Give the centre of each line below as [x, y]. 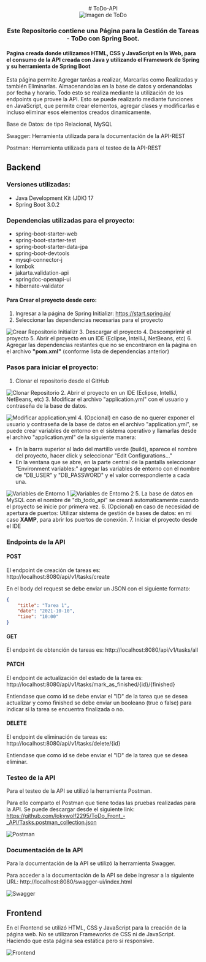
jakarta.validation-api [42, 273]
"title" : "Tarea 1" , [44, 605]
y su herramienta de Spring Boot [48, 66]
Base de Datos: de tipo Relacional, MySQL [59, 124]
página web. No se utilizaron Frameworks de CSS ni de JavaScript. [91, 934]
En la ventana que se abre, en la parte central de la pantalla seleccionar [105, 462]
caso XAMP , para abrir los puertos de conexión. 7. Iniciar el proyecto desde [102, 519]
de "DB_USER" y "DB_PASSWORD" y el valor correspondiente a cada [102, 475]
